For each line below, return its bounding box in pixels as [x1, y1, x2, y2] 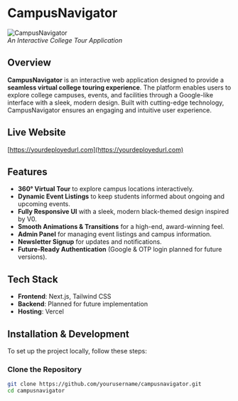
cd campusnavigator [7, 387, 65, 395]
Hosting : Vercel [17, 307, 64, 316]
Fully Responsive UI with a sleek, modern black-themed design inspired [17, 208, 229, 216]
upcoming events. [17, 200, 71, 208]
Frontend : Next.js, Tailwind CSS [17, 292, 112, 301]
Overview [7, 57, 52, 69]
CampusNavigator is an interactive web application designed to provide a [7, 75, 225, 84]
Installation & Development [7, 328, 129, 340]
